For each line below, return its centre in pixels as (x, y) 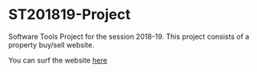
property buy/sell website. (51, 44)
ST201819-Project (70, 15)
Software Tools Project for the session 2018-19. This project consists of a (129, 36)
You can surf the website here (58, 60)
